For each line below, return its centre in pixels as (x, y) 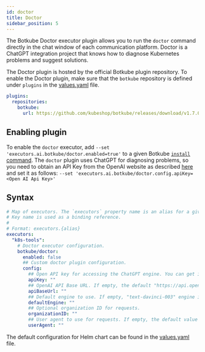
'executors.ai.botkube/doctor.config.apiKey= (134, 174)
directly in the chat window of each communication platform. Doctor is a (97, 47)
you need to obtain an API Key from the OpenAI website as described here (100, 166)
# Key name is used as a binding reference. (64, 218)
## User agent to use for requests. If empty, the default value (113, 320)
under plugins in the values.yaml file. (53, 85)
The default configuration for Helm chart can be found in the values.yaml (98, 337)
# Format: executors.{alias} (43, 229)
